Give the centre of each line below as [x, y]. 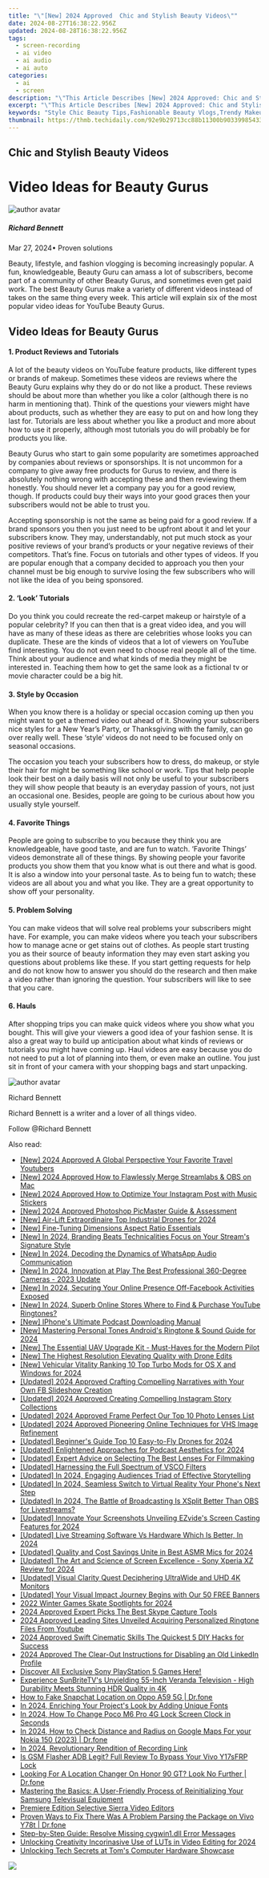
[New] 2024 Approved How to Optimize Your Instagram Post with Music [139, 1193]
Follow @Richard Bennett [50, 1128]
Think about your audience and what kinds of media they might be [118, 658]
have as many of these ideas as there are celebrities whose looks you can [130, 633]
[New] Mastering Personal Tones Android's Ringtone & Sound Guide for [138, 1330]
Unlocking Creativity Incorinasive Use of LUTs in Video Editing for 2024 [138, 1842]
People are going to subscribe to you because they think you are [115, 840]
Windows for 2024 [50, 1372]
